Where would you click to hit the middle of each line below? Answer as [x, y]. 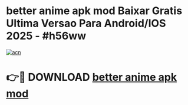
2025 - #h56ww [46, 36]
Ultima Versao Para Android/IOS [86, 23]
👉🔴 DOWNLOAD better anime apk [92, 77]
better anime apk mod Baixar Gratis [94, 11]
